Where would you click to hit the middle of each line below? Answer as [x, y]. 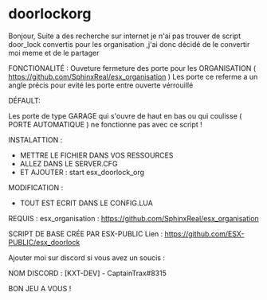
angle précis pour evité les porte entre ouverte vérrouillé [101, 85]
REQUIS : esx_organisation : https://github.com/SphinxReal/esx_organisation [133, 218]
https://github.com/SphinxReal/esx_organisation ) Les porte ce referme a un [133, 76]
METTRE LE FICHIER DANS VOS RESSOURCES [96, 155]
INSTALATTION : [35, 139]
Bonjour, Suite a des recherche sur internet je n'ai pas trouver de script [125, 36]
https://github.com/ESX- [204, 234]
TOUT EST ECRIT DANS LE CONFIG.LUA [86, 203]
